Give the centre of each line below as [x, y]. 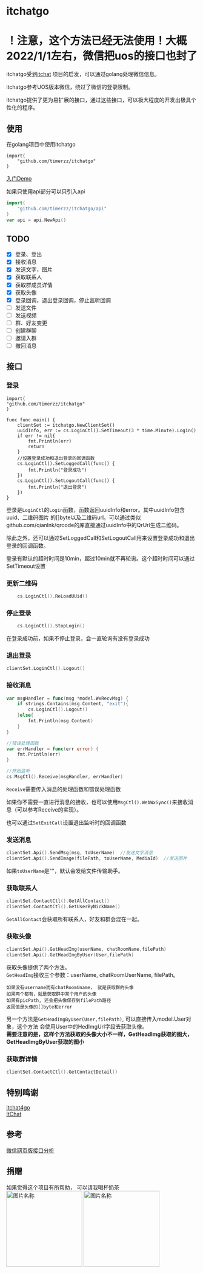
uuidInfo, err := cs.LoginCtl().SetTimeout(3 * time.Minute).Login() [107, 430]
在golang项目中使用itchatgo [41, 144]
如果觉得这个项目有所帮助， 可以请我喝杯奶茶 [63, 1187]
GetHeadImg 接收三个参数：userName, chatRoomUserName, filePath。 [92, 975]
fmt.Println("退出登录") [58, 487]
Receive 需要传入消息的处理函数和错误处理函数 [64, 789]
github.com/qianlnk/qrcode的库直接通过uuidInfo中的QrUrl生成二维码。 [94, 525]
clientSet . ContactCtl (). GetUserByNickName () [63, 907]
